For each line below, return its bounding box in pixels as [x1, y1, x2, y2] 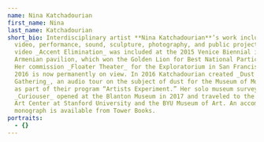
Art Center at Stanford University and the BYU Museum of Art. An [14, 99, 237, 107]
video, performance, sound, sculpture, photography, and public [14, 41, 230, 49]
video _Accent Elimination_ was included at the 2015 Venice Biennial [14, 48, 251, 56]
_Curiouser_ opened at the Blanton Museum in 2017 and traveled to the [14, 92, 255, 100]
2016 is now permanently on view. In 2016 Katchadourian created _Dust [14, 70, 255, 78]
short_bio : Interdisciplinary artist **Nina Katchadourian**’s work [7, 33, 237, 42]
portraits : [7, 114, 43, 122]
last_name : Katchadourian [7, 26, 92, 34]
